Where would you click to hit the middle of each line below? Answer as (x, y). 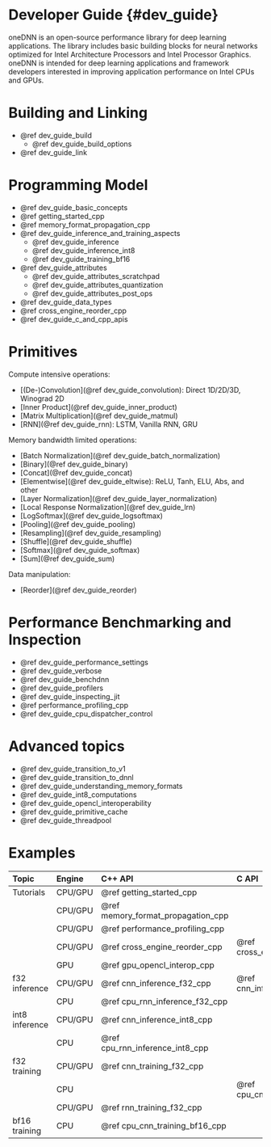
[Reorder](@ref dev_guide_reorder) (78, 590)
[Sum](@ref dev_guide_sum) (67, 559)
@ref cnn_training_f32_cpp (152, 1066)
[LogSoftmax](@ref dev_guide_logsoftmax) (92, 516)
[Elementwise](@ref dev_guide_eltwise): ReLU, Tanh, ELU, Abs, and (132, 481)
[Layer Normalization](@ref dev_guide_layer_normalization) (119, 498)
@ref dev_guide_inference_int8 (83, 250)
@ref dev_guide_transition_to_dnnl (77, 777)
